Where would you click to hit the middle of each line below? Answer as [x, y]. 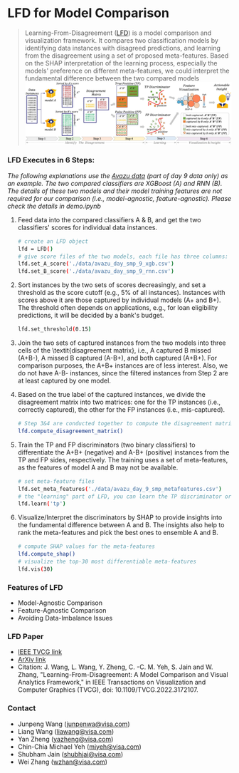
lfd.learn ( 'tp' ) [42, 504]
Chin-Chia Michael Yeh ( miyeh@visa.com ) [80, 747]
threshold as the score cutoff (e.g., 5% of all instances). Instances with [121, 293]
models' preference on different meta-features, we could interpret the [127, 71]
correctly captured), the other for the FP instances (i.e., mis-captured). [121, 410]
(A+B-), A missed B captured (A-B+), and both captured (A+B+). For [117, 358]
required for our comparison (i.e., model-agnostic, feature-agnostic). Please [119, 198]
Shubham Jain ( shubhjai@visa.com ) [70, 754]
